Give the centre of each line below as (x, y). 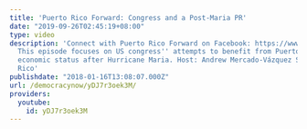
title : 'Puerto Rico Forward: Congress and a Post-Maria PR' (128, 18)
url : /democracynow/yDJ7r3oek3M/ (73, 85)
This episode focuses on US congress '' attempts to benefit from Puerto (159, 52)
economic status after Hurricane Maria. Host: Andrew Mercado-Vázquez (155, 60)
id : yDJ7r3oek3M (57, 111)
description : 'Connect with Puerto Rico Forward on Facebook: (130, 43)
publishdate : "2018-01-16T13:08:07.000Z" (90, 77)
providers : (30, 94)
